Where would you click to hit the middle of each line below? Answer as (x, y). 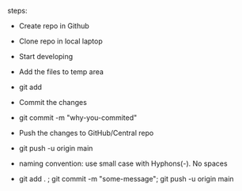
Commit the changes (53, 102)
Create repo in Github (54, 26)
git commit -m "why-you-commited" (78, 118)
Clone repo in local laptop (61, 41)
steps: (17, 11)
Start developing (46, 56)
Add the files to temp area (61, 72)
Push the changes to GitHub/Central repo (86, 133)
